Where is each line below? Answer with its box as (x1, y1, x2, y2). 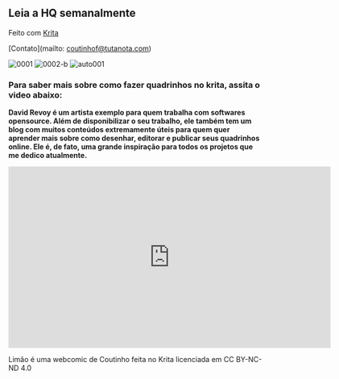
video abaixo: (8, 89, 63, 100)
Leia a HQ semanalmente (8, 6, 136, 20)
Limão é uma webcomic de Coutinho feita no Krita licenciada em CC (8, 355, 235, 364)
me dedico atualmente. (8, 151, 88, 160)
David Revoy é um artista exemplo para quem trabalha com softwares (8, 108, 246, 118)
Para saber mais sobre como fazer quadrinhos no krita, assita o (8, 79, 260, 90)
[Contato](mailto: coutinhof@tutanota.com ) (8, 44, 151, 53)
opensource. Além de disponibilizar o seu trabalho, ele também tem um (8, 116, 252, 126)
